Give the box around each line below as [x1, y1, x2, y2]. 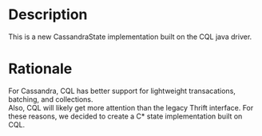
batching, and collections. [8, 94, 93, 104]
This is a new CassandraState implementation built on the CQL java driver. [8, 32, 252, 41]
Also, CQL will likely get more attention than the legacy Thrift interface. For [8, 103, 254, 112]
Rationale [8, 60, 73, 78]
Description [8, 6, 88, 24]
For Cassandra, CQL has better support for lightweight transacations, [8, 86, 236, 95]
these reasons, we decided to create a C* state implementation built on [8, 111, 243, 121]
